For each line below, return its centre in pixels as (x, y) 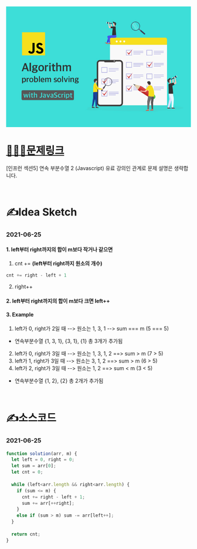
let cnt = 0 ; (27, 472)
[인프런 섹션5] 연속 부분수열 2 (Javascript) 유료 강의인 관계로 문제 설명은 (89, 168)
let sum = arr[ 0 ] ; (34, 466)
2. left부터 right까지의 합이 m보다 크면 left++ (58, 301)
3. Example (20, 315)
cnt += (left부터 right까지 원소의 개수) (58, 264)
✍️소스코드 (31, 418)
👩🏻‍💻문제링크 (35, 151)
